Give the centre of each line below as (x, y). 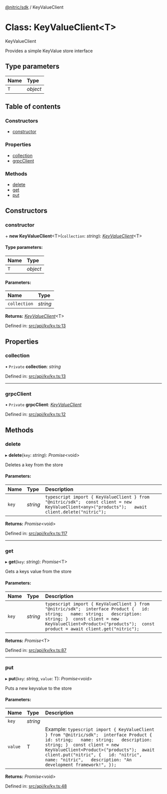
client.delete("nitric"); (76, 512)
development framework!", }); (81, 765)
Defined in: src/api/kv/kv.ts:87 (36, 650)
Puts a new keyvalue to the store (39, 688)
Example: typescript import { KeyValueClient (100, 729)
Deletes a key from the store (34, 465)
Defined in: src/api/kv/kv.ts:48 (36, 786)
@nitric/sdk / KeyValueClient (34, 7)
